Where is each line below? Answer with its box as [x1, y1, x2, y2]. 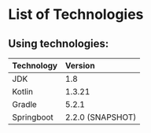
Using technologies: [8, 37, 109, 50]
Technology [12, 61, 57, 71]
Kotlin [12, 87, 34, 97]
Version [65, 61, 96, 71]
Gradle [12, 99, 37, 109]
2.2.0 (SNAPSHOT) [65, 112, 137, 123]
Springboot [12, 112, 53, 123]
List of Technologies [8, 6, 144, 24]
